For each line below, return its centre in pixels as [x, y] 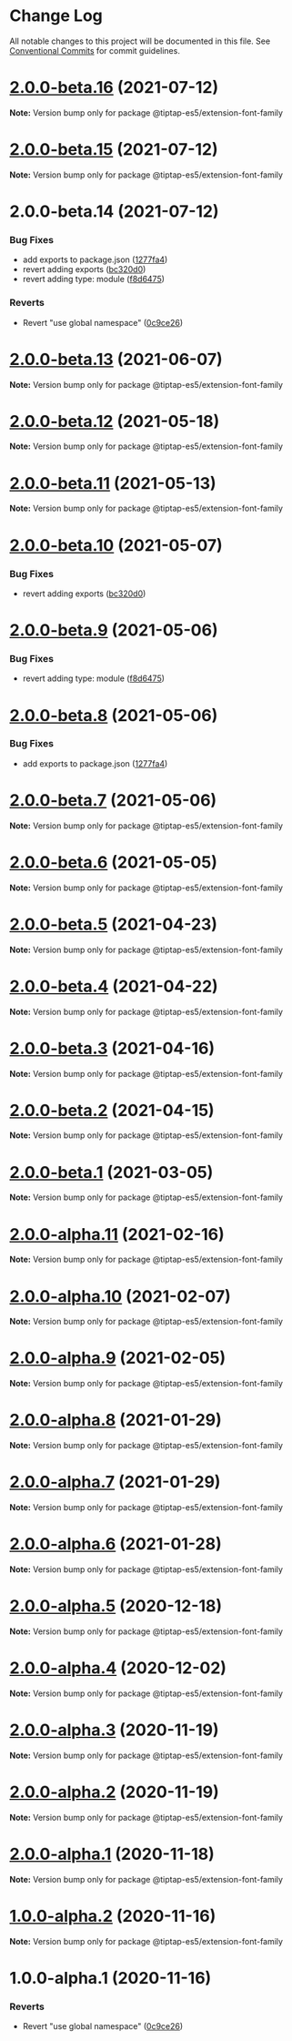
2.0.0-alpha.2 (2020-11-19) [115, 1792]
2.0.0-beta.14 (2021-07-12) [115, 211]
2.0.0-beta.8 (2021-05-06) [114, 715]
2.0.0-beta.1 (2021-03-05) [111, 1172]
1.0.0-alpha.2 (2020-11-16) [113, 1916]
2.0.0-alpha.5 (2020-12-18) [116, 1606]
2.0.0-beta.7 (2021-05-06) [113, 801]
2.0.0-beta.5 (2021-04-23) [114, 924]
